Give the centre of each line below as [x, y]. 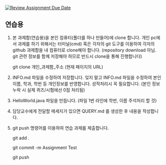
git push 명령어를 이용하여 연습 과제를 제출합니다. [61, 128]
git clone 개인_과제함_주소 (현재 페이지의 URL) [58, 67]
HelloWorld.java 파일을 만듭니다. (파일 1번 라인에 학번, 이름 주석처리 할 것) [84, 100]
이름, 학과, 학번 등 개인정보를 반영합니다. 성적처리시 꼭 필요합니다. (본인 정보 [86, 83]
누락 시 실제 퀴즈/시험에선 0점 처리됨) [49, 90]
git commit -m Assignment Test [45, 148]
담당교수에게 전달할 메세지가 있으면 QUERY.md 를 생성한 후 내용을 [77, 111]
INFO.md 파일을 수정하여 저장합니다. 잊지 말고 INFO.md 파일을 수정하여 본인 [87, 77]
